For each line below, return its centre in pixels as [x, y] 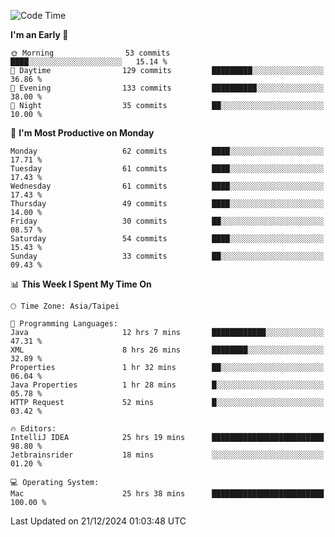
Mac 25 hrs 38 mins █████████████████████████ [167, 494]
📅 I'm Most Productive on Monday [82, 133]
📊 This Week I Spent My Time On [81, 284]
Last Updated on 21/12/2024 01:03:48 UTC [98, 521]
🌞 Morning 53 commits [90, 53]
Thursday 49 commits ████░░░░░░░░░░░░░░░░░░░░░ [167, 204]
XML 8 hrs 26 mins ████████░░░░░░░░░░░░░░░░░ [167, 350]
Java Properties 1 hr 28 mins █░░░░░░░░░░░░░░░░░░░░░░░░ [167, 385]
